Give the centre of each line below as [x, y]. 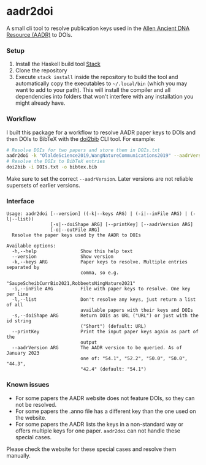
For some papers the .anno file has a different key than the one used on [105, 411]
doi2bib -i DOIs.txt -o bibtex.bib [52, 167]
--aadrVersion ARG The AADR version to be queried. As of [97, 348]
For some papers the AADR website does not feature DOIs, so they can [105, 398]
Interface [21, 201]
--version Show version [63, 257]
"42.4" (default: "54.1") [114, 369]
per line [17, 294]
